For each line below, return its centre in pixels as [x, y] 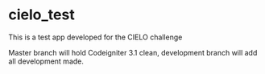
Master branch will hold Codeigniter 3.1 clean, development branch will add [133, 52]
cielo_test [41, 15]
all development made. [46, 61]
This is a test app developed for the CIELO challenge [95, 37]
